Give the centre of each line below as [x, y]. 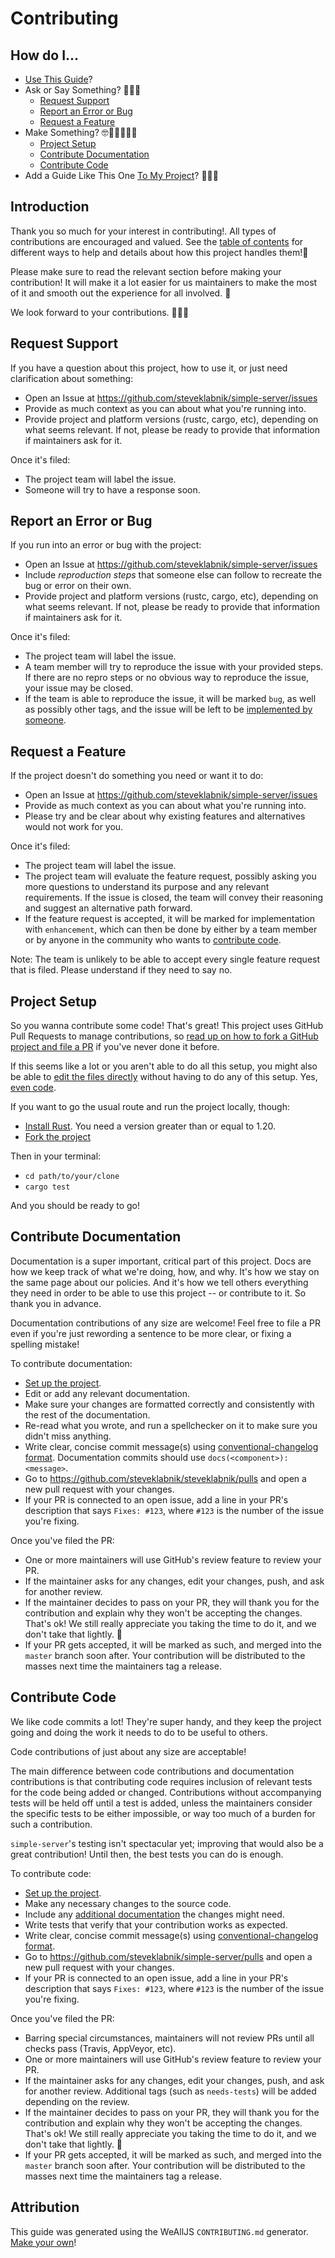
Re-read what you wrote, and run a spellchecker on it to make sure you [171, 1425]
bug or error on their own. [78, 586]
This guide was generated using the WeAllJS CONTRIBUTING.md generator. [159, 2231]
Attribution [45, 2207]
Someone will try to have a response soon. [112, 489]
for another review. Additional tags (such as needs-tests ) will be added [170, 2091]
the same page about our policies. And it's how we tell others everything [159, 1282]
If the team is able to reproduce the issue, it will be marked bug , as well [170, 699]
